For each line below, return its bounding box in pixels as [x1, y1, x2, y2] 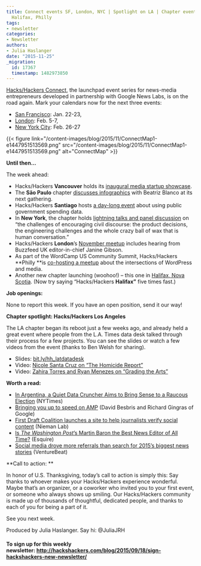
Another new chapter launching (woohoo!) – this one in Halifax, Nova [14, 272, 185, 279]
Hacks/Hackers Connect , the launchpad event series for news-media [6, 86, 177, 93]
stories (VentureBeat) [14, 449, 68, 456]
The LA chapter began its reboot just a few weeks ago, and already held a [6, 325, 188, 332]
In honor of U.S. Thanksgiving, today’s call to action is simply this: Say [6, 471, 179, 479]
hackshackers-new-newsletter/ [6, 553, 87, 560]
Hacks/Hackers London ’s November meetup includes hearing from [14, 240, 181, 247]
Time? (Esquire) [14, 435, 54, 443]
